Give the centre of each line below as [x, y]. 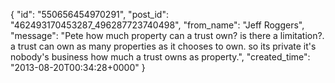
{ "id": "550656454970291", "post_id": [89, 14]
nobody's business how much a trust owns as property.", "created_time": [160, 57]
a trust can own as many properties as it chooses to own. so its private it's [163, 46]
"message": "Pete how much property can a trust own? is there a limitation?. [167, 35]
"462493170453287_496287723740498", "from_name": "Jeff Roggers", [157, 25]
